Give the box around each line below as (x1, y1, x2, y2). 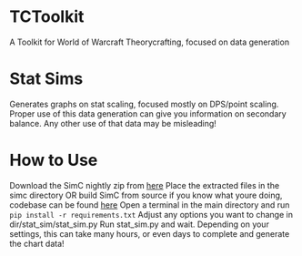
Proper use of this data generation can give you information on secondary (9, 108, 287, 119)
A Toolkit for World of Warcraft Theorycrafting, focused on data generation (9, 36, 289, 47)
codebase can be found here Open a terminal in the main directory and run (9, 199, 290, 210)
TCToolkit (9, 6, 85, 27)
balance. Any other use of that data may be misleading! (9, 118, 216, 128)
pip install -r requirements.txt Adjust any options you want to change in (9, 209, 294, 220)
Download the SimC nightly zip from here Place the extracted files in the (9, 179, 280, 190)
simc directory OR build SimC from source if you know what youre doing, (9, 189, 283, 200)
